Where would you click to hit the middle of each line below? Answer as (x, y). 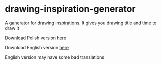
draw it (12, 28)
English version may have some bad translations (55, 57)
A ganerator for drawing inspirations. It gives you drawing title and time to (81, 23)
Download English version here (37, 47)
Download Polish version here (36, 38)
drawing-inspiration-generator (70, 9)
